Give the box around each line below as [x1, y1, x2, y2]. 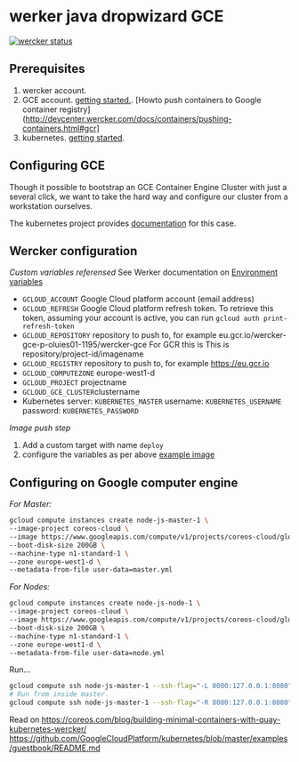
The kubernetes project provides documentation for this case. [9, 218, 237, 229]
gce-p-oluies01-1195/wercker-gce [21, 340, 148, 350]
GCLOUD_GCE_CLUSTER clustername [21, 387, 141, 397]
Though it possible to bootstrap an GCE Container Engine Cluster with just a [9, 181, 287, 192]
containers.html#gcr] [21, 123, 100, 133]
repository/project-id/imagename [21, 349, 144, 359]
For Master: [9, 499, 52, 509]
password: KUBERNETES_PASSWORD [21, 405, 140, 416]
